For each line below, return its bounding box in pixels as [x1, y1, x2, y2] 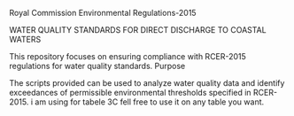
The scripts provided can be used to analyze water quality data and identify [9, 78, 285, 88]
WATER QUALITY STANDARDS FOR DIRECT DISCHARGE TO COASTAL [9, 25, 267, 35]
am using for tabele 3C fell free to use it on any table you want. [35, 97, 265, 107]
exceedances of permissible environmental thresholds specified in [9, 88, 251, 97]
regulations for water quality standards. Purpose [9, 61, 186, 71]
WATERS [9, 35, 42, 44]
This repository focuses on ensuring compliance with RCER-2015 [9, 51, 246, 61]
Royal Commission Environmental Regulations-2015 [9, 8, 197, 18]
